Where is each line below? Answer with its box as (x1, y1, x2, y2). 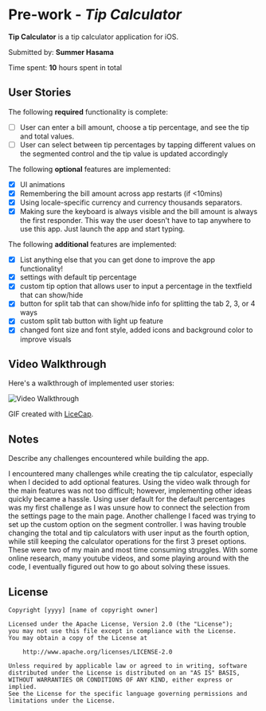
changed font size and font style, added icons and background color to (19, 325, 253, 335)
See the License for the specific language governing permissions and (8, 690, 248, 697)
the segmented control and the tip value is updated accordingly (19, 149, 229, 158)
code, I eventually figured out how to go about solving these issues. (8, 562, 231, 572)
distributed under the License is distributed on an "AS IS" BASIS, (8, 669, 241, 677)
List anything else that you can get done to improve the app (19, 255, 216, 264)
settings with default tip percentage (19, 272, 137, 282)
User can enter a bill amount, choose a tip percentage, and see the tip (19, 122, 249, 132)
